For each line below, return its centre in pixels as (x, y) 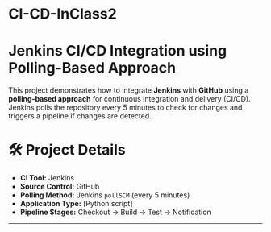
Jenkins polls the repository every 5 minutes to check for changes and (125, 108)
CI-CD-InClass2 (63, 14)
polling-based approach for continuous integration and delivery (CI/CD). (130, 99)
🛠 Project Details (67, 150)
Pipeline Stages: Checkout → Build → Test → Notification (115, 212)
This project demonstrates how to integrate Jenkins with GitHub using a (129, 90)
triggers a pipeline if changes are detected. (80, 116)
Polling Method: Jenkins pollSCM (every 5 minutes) (105, 195)
